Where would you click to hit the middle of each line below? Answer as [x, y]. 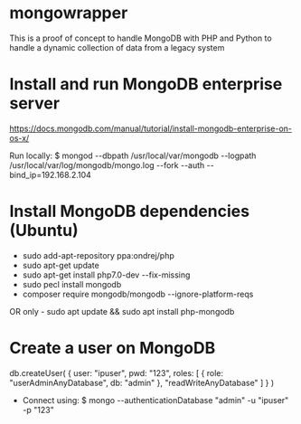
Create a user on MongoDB [113, 348]
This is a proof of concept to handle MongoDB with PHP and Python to [141, 38]
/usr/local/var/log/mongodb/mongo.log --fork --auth [107, 165]
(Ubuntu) [44, 231]
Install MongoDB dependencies [130, 212]
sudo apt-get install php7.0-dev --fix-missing [106, 275]
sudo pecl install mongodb [72, 284]
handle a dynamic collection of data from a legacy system [117, 47]
